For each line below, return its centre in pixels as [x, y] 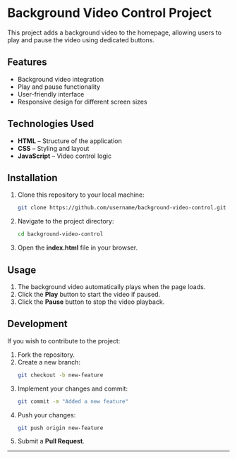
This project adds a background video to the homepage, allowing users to [115, 32]
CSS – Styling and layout [53, 148]
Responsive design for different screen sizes [82, 102]
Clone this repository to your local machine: [81, 195]
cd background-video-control [60, 234]
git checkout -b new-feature [60, 375]
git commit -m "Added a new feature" [73, 401]
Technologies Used [50, 124]
